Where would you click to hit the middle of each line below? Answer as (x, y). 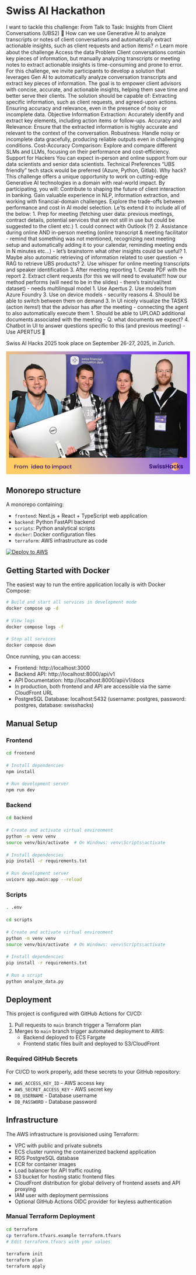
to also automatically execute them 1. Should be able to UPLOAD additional (96, 313)
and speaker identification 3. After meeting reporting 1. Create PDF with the (96, 270)
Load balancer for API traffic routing (58, 1170)
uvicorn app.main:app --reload (44, 880)
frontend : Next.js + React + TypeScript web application (81, 516)
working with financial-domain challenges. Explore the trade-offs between (95, 201)
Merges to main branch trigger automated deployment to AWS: (89, 1031)
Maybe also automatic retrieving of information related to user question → (95, 257)
